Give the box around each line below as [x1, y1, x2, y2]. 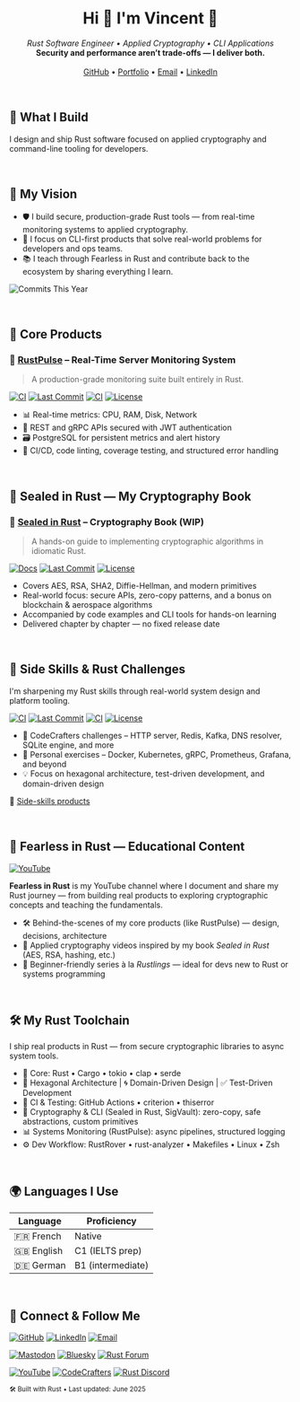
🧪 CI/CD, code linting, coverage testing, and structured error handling [21, 445, 279, 456]
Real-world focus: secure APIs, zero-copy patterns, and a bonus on [21, 590, 271, 600]
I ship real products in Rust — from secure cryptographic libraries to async [9, 1041, 285, 1052]
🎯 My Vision [9, 187, 78, 202]
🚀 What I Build [9, 110, 89, 125]
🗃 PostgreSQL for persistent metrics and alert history [21, 433, 221, 443]
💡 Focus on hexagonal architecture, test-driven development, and [21, 767, 265, 779]
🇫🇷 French [13, 1230, 62, 1242]
